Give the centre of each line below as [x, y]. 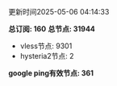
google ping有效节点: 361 [51, 73]
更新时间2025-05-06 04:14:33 [59, 12]
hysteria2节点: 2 [47, 56]
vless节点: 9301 [46, 46]
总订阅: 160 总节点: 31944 [52, 29]
